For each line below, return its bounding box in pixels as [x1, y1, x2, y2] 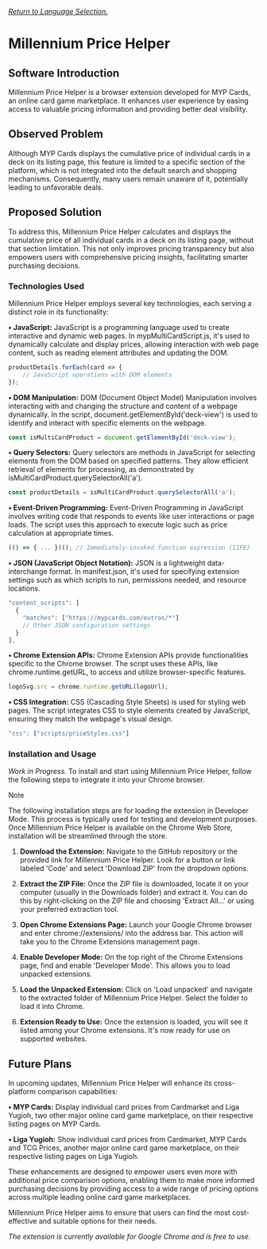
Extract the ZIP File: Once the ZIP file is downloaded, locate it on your [19, 879, 250, 889]
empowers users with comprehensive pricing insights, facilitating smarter [8, 252, 249, 261]
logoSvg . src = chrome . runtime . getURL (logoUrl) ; [8, 683, 169, 691]
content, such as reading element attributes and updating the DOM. [8, 348, 229, 357]
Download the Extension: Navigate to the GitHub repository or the [19, 846, 238, 856]
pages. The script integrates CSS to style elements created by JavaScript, [8, 705, 250, 716]
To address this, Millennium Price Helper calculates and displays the [8, 226, 232, 236]
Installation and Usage [8, 748, 97, 760]
